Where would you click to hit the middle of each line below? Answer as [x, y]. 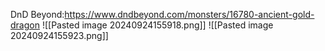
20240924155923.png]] [59, 35]
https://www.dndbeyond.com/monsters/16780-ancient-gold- [189, 14]
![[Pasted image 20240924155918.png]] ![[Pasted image [157, 25]
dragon [25, 25]
